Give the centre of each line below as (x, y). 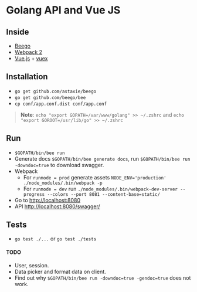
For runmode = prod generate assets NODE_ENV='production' (95, 177)
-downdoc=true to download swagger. (59, 165)
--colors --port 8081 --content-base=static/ (103, 194)
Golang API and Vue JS (63, 10)
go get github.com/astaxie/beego (55, 91)
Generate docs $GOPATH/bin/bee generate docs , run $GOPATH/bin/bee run (102, 158)
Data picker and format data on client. (60, 271)
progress (34, 194)
